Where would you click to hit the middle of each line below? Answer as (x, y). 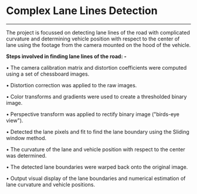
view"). (15, 120)
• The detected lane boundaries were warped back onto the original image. (97, 167)
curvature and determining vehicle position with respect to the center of (93, 39)
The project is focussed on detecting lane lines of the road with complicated (98, 32)
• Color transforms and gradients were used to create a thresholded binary (96, 96)
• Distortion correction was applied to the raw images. (72, 85)
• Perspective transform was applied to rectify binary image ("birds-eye (93, 114)
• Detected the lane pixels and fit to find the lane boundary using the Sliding (98, 132)
